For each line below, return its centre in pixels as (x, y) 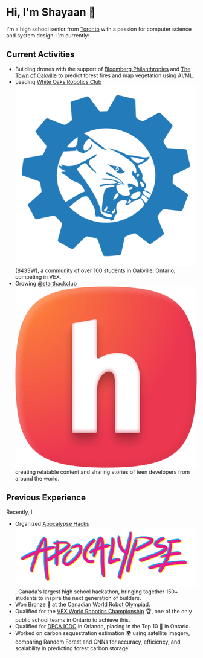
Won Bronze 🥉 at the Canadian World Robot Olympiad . (82, 604)
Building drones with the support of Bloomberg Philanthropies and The (103, 69)
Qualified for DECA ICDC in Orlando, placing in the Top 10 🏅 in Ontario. (102, 626)
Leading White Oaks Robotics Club (58, 81)
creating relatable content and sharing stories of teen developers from (102, 472)
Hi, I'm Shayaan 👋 (51, 12)
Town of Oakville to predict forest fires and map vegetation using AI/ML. (105, 75)
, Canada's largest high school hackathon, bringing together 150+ (96, 592)
